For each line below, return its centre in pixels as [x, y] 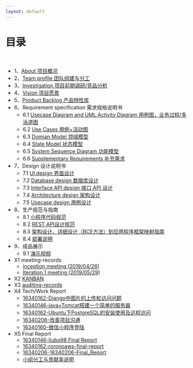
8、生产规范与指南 [36, 209]
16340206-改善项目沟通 [51, 320]
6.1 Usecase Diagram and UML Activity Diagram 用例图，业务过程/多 [105, 114]
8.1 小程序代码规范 [44, 217]
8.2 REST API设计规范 [49, 224]
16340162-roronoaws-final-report [63, 346]
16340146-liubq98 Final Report [60, 340]
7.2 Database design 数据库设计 [61, 180]
